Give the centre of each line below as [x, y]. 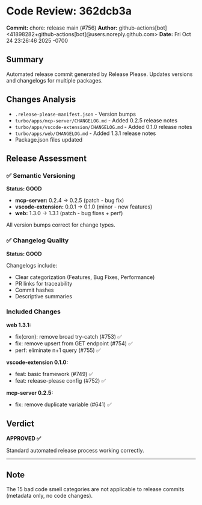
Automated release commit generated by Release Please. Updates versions [99, 74]
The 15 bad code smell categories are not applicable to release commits [95, 489]
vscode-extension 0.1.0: [37, 362]
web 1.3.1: [19, 325]
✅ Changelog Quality [38, 240]
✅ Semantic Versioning [41, 175]
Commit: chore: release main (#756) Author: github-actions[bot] [87, 28]
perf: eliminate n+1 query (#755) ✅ [58, 350]
